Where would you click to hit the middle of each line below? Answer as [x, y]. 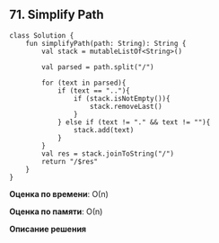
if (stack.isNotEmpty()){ [122, 98]
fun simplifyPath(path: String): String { [106, 43]
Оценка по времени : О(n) [59, 193]
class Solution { [42, 35]
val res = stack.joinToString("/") [108, 153]
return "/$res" [70, 161]
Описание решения [48, 229]
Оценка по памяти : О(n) [56, 211]
